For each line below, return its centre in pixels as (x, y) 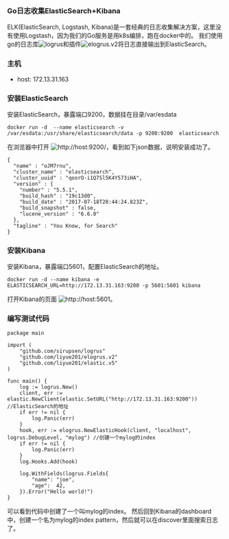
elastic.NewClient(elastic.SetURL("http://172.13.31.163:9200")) (102, 399)
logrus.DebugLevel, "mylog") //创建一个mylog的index (81, 438)
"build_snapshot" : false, (58, 208)
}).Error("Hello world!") (57, 492)
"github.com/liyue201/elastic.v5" (69, 363)
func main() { (27, 381)
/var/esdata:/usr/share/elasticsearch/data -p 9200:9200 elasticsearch (113, 133)
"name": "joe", (53, 480)
